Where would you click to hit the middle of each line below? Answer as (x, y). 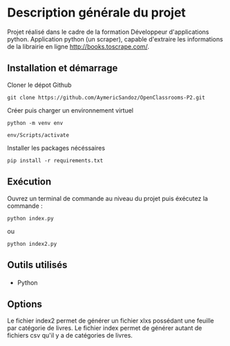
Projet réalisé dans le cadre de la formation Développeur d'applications (108, 32)
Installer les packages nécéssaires (56, 148)
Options (25, 304)
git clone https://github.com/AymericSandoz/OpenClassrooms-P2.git (106, 97)
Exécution (29, 182)
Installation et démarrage (63, 68)
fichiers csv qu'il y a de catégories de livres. (70, 336)
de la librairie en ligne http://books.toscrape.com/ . (78, 46)
